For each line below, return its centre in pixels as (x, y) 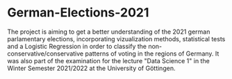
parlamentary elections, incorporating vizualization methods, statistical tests (116, 38)
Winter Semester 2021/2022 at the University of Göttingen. (91, 68)
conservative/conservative (45, 54)
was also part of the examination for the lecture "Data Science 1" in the (108, 60)
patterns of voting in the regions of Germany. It (152, 54)
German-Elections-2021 (78, 13)
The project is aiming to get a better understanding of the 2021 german (109, 32)
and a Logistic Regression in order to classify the (77, 46)
